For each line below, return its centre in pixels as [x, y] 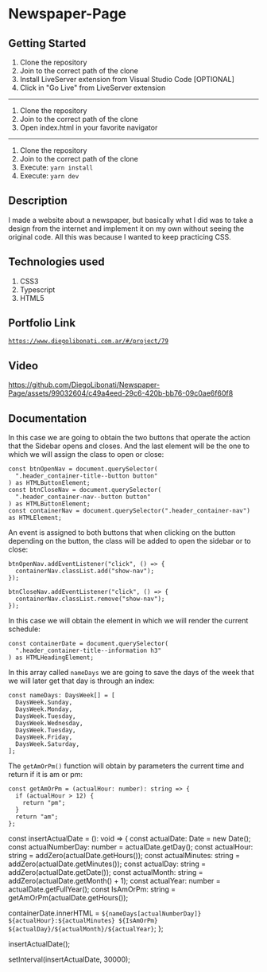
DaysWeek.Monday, [44, 709]
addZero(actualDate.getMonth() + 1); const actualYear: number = [114, 881]
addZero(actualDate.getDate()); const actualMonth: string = [106, 872]
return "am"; [37, 817]
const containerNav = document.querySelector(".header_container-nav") [129, 511]
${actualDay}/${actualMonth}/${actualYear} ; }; [86, 929]
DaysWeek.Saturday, [48, 744]
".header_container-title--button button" [87, 476]
